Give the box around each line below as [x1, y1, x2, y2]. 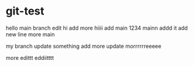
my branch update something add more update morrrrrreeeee [5, 42, 162, 50]
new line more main [5, 30, 56, 38]
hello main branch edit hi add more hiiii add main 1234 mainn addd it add [5, 24, 189, 31]
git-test [5, 4, 45, 18]
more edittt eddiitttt [5, 54, 54, 61]
